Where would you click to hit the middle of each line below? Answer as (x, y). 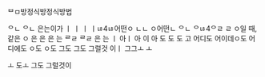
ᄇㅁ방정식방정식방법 (40, 12)
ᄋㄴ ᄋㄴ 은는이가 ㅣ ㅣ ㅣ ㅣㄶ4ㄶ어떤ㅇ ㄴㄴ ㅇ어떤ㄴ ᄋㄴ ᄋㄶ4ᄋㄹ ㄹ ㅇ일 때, (132, 29)
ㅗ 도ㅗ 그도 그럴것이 (40, 65)
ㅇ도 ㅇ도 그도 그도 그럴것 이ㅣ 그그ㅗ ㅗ (90, 48)
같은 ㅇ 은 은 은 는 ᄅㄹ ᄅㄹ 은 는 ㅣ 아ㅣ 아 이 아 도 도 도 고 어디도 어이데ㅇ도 (127, 38)
